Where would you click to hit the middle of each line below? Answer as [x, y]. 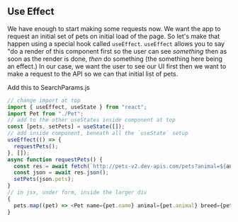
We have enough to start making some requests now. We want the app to [114, 28]
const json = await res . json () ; [62, 173]
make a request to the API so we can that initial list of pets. [93, 74]
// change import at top [44, 100]
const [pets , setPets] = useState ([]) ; [66, 127]
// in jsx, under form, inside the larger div [77, 193]
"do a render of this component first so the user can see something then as [117, 51]
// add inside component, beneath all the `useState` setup [98, 134]
